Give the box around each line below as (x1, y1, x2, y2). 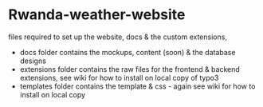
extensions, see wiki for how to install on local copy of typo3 (19, 73, 219, 82)
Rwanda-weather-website (8, 6, 186, 24)
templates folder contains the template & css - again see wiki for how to (19, 81, 256, 91)
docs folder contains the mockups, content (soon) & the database (19, 47, 236, 57)
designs (19, 56, 46, 65)
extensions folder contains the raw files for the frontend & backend (19, 64, 241, 73)
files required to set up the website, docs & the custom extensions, (8, 32, 227, 42)
